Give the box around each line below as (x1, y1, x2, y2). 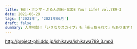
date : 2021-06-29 (5, 12, 40, 16)
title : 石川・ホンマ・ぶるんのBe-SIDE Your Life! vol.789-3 (5, 7, 122, 12)
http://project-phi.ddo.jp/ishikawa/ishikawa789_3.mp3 (5, 38, 114, 44)
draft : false (5, 20, 32, 26)
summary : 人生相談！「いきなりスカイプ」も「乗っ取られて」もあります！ (5, 25, 134, 30)
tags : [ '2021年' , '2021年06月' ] (5, 16, 69, 21)
